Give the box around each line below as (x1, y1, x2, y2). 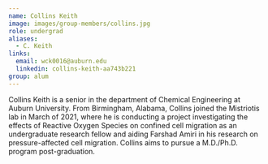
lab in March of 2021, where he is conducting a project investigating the (8, 111, 249, 122)
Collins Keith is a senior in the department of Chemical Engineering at (8, 94, 241, 104)
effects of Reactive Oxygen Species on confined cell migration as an (8, 120, 238, 130)
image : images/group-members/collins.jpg (8, 19, 151, 28)
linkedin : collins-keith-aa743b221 (15, 65, 136, 73)
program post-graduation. (8, 146, 96, 156)
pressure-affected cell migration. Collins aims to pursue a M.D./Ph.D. (8, 137, 238, 147)
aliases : (8, 34, 38, 43)
